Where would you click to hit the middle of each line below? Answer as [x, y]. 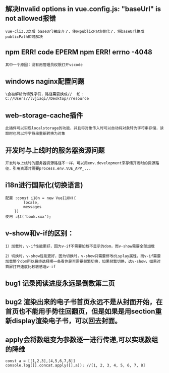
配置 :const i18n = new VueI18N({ [41, 198]
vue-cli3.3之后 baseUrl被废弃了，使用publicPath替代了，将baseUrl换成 [75, 31]
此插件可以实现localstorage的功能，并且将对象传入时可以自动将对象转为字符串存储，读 [84, 128]
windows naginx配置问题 [45, 81]
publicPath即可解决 [24, 37]
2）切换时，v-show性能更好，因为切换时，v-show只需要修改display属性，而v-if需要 [83, 256]
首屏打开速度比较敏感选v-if [31, 267]
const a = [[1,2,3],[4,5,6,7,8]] [40, 361]
